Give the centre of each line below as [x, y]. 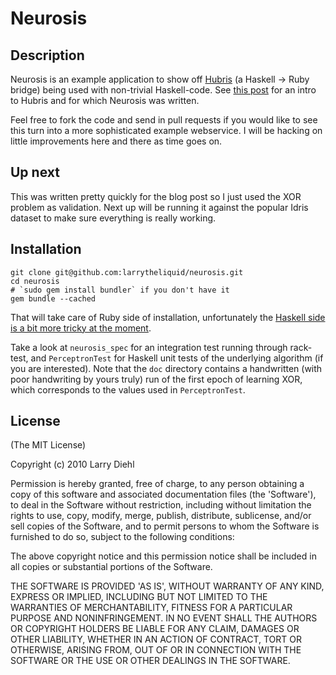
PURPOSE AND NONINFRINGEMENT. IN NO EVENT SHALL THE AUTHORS [164, 618]
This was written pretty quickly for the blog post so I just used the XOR [156, 196]
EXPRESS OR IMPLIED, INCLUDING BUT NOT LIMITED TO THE [139, 597]
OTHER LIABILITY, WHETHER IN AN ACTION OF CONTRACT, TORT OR [156, 639]
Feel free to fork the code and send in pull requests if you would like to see [164, 120]
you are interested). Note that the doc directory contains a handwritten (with [166, 368]
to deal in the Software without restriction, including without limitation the [161, 505]
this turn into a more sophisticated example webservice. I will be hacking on [166, 130]
